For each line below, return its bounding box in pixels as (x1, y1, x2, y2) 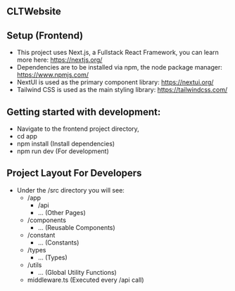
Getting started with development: (6, 105, 161, 118)
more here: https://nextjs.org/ (16, 56, 103, 64)
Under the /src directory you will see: (16, 186, 125, 194)
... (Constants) (37, 238, 80, 247)
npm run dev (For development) (16, 147, 110, 155)
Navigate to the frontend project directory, (16, 124, 140, 133)
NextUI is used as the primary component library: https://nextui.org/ (16, 78, 214, 86)
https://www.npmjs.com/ (16, 70, 89, 79)
